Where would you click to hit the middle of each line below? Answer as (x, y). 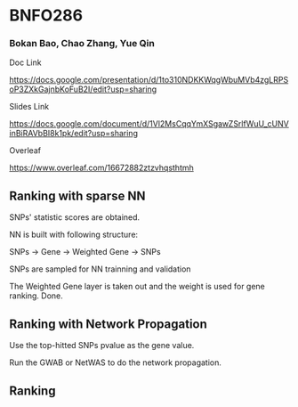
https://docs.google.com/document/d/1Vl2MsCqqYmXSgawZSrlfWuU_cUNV (149, 124)
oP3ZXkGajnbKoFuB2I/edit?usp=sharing (83, 89)
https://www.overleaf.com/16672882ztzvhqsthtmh (101, 168)
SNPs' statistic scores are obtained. (75, 217)
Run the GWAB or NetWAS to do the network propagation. (116, 362)
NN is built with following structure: (74, 235)
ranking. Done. (36, 296)
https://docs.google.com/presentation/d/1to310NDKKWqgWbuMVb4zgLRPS (149, 80)
